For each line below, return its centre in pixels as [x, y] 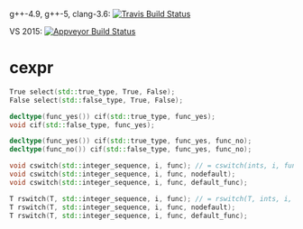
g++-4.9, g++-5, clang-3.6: [60, 14]
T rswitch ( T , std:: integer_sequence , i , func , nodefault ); [123, 207]
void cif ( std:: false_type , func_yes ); [82, 125]
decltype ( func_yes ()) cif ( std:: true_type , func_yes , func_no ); [131, 141]
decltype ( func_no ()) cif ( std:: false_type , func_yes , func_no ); [131, 150]
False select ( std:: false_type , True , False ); [96, 100]
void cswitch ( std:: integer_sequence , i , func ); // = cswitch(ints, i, [145, 166]
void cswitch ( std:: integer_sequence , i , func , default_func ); [129, 182]
